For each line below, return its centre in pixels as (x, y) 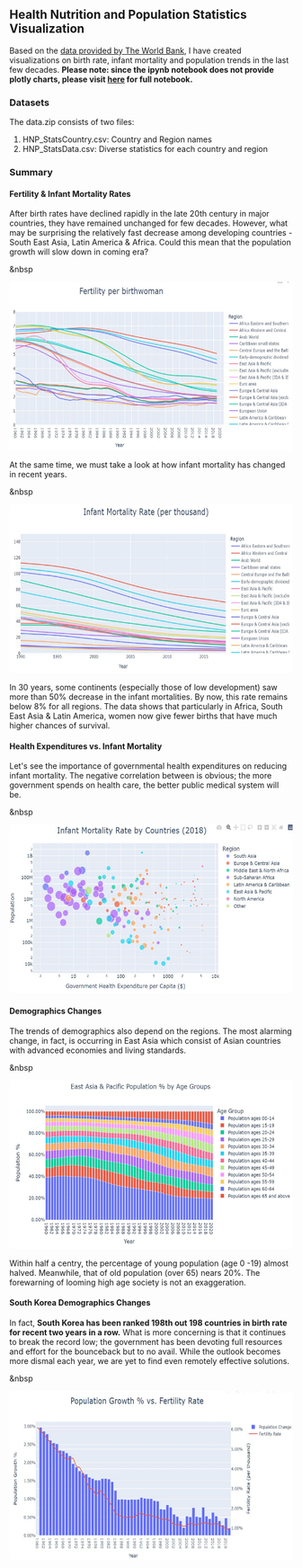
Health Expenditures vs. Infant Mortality (86, 746)
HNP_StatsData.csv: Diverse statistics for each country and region (145, 149)
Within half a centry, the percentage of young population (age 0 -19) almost (149, 1263)
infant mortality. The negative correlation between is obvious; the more (141, 776)
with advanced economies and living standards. (98, 1050)
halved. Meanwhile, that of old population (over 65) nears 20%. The (135, 1272)
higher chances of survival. (60, 726)
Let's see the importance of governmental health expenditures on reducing (148, 766)
